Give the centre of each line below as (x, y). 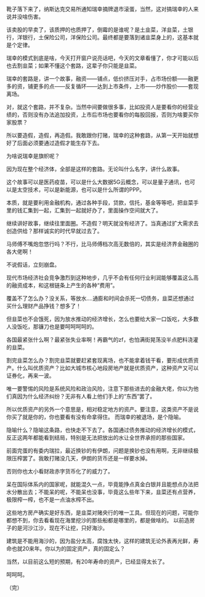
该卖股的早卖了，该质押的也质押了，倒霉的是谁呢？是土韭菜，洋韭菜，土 (97, 30)
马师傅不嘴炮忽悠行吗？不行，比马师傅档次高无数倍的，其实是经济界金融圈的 (103, 244)
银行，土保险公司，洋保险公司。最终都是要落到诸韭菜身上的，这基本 (108, 37)
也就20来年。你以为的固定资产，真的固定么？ (68, 549)
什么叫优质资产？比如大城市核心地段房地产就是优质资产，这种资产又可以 (108, 368)
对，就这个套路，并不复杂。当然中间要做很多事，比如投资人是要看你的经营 (100, 107)
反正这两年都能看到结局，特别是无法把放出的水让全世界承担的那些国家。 (97, 437)
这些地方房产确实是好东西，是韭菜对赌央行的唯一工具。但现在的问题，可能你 (103, 513)
